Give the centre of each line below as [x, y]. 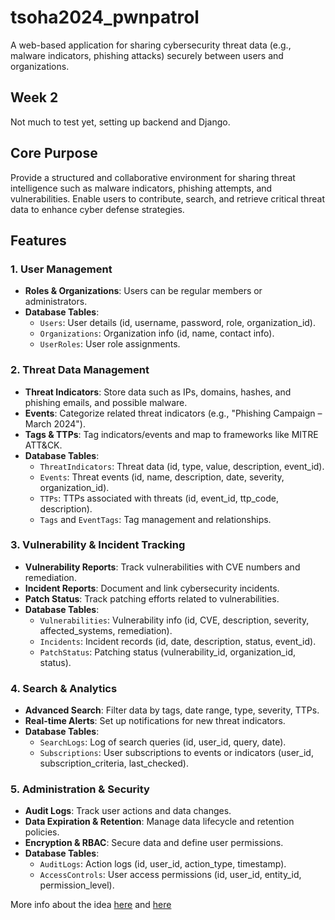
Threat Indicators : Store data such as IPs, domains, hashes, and [158, 392]
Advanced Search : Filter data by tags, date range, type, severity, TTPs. [172, 710]
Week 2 [34, 97]
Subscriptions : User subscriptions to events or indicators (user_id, [176, 753]
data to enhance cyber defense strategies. [97, 209]
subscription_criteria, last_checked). [114, 763]
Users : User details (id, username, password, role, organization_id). [177, 323]
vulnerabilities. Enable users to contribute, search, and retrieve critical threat [167, 198]
